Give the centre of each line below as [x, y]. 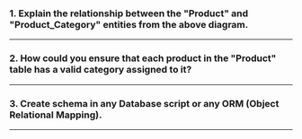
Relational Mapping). [56, 115]
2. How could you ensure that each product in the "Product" [143, 58]
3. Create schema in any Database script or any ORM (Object [144, 103]
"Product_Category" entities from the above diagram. [129, 24]
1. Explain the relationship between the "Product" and [129, 13]
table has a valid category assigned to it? [101, 70]
